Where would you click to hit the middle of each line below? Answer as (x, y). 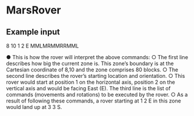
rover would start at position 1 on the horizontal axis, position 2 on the (91, 82)
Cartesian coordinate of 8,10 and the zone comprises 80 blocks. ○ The (92, 70)
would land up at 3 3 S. (34, 107)
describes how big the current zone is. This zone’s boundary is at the (90, 63)
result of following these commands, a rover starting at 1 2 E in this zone (94, 101)
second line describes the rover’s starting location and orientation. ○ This (96, 76)
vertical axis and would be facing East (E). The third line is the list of (88, 88)
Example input (33, 32)
